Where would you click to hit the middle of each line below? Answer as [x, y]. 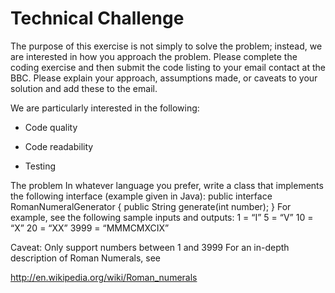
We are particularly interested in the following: [105, 108]
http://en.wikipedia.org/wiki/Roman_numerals [104, 277]
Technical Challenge [97, 18]
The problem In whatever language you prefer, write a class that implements [167, 185]
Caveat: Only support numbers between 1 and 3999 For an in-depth [150, 247]
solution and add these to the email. [84, 88]
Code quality [51, 127]
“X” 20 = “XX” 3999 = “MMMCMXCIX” [90, 228]
